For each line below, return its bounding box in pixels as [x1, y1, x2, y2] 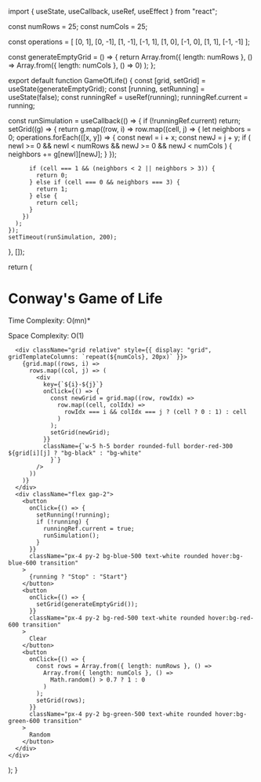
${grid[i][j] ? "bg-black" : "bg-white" [8, 449, 143, 457]
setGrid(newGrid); [49, 428, 111, 437]
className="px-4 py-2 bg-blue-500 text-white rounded [28, 552, 209, 560]
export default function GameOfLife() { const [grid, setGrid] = [8, 76, 206, 85]
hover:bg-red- [208, 614, 255, 622]
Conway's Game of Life [8, 290, 163, 308]
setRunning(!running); [36, 510, 111, 519]
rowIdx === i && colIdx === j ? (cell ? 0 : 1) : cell [63, 407, 247, 415]
